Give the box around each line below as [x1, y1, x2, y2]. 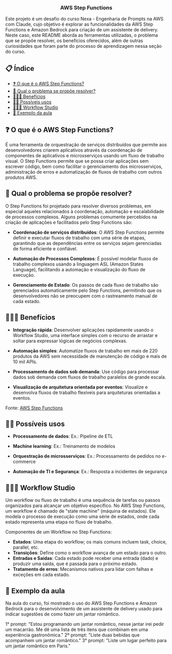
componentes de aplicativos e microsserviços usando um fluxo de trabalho [5, 152, 164, 158]
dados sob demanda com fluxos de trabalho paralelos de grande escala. [12, 374, 166, 380]
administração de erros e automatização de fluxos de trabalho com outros [5, 169, 162, 175]
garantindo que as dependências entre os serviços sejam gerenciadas [12, 240, 162, 246]
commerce [12, 459, 36, 465]
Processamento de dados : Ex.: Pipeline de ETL [12, 433, 113, 439]
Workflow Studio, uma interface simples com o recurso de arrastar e [12, 332, 158, 338]
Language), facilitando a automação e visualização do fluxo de [12, 266, 145, 272]
